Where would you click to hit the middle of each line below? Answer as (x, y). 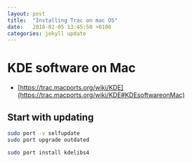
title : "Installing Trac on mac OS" (63, 20)
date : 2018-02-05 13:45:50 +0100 (59, 27)
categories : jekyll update (47, 33)
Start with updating (51, 117)
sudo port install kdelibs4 (49, 152)
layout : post (26, 14)
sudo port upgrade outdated (49, 140)
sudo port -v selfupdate (44, 133)
